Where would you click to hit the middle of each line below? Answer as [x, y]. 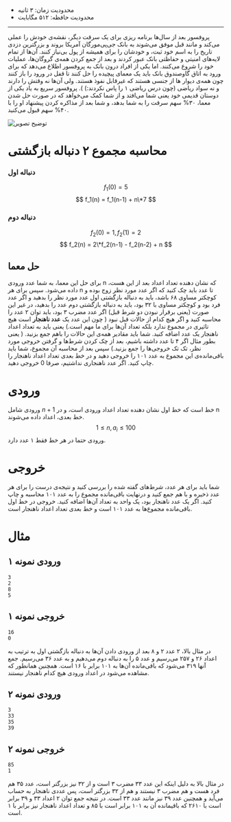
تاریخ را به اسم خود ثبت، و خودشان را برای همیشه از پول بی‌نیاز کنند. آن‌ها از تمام [110, 51]
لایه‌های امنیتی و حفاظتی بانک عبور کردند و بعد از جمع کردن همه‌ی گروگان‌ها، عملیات [114, 59]
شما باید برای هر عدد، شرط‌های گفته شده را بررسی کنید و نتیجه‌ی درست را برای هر [114, 486]
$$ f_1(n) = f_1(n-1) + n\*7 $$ [116, 200]
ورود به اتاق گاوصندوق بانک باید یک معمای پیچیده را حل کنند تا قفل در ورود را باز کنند [114, 73]
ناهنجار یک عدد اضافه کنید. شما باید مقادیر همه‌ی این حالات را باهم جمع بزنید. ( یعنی [113, 334]
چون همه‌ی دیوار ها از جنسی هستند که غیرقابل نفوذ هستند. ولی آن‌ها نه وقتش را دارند [116, 81]
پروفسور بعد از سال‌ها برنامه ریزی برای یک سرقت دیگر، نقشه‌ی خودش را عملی [109, 37]
